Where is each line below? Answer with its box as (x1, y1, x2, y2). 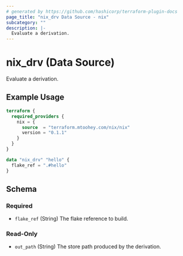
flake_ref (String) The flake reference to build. (14, 215, 128, 222)
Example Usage (6, 92, 65, 102)
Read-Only (6, 230, 38, 238)
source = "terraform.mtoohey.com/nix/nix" (21, 124, 131, 130)
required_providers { (11, 113, 65, 119)
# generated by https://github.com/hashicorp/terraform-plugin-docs (6, 8, 178, 15)
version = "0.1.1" (21, 130, 67, 136)
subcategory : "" (6, 19, 46, 25)
